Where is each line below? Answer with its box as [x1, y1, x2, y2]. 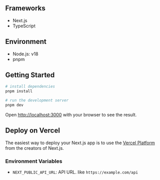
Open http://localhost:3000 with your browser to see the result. [5, 111, 137, 117]
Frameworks [5, 4, 46, 13]
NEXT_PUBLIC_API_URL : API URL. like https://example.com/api [12, 169, 138, 175]
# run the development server [5, 98, 69, 103]
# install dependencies [5, 84, 56, 89]
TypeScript [12, 23, 36, 29]
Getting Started [5, 71, 55, 80]
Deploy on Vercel [5, 126, 61, 135]
